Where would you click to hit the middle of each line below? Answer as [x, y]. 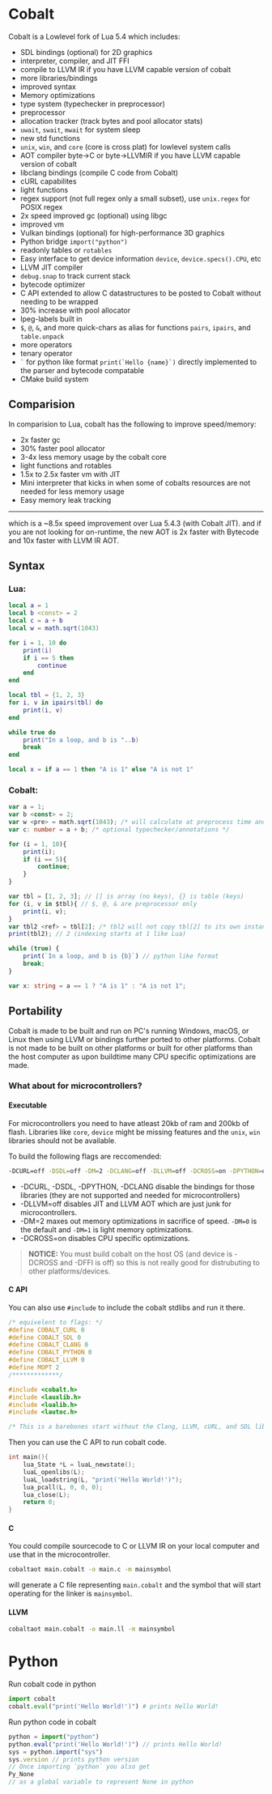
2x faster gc [40, 440]
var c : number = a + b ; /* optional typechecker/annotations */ [119, 829]
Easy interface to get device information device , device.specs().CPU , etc [140, 258]
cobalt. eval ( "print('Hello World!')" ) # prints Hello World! [114, 1707]
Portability [36, 1012]
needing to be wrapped [59, 301]
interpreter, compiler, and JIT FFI [74, 61]
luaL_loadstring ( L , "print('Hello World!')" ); [103, 1479]
